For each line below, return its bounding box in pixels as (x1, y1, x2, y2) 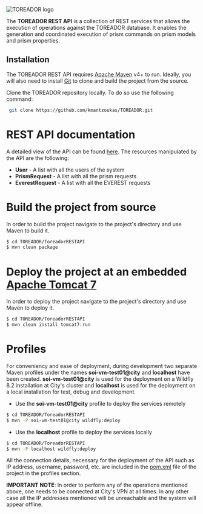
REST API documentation (6, 128, 135, 141)
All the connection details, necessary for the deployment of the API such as (6, 457, 195, 464)
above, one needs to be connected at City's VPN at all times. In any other (6, 488, 189, 495)
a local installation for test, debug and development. (6, 388, 136, 395)
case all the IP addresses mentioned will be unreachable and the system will (6, 495, 197, 502)
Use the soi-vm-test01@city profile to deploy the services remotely (15, 400, 186, 407)
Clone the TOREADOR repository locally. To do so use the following (6, 89, 174, 96)
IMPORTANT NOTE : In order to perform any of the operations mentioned (6, 481, 188, 489)
